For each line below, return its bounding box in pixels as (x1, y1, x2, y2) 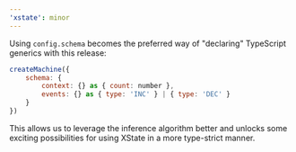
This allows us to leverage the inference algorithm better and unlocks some (9, 122, 288, 133)
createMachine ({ (9, 65, 70, 74)
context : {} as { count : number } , (41, 82, 175, 91)
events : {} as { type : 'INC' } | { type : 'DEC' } (41, 90, 231, 99)
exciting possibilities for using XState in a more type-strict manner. (9, 132, 256, 143)
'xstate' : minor (9, 13, 70, 22)
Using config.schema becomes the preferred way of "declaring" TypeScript (9, 38, 287, 49)
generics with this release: (9, 47, 107, 58)
